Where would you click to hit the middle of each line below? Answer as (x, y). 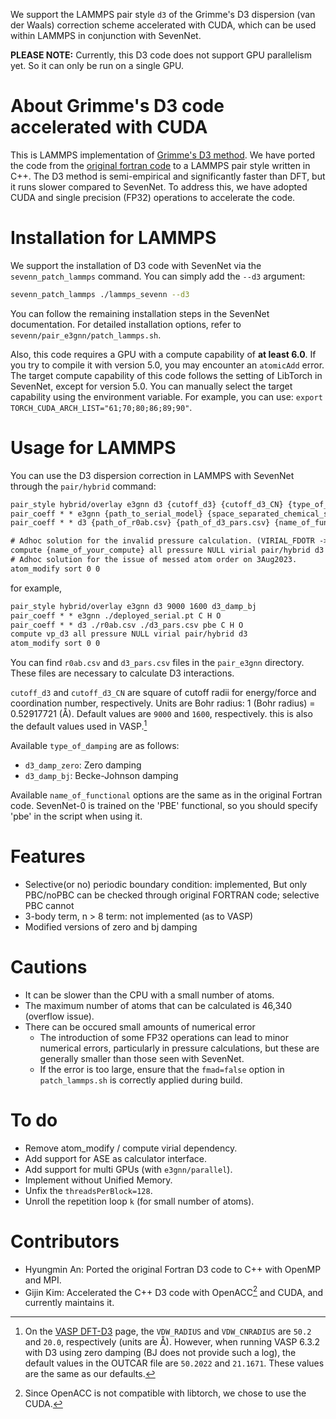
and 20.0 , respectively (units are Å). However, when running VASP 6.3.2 (172, 1342)
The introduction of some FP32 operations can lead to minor (164, 1037)
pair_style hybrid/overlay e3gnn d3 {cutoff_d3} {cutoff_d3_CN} (147, 504)
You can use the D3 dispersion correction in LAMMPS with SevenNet (152, 475)
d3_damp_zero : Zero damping (83, 765)
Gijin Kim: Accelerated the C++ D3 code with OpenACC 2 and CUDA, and (174, 1291)
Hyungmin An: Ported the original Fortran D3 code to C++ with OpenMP (173, 1269)
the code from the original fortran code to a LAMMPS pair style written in (160, 165)
